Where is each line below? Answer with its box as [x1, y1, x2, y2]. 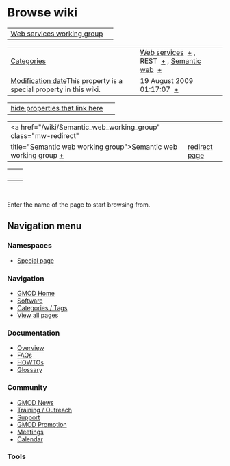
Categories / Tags [16, 303, 68, 312]
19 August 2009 [140, 75, 194, 85]
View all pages [16, 311, 59, 319]
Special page [16, 256, 55, 265]
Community [7, 383, 47, 393]
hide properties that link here [10, 103, 103, 113]
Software [16, 296, 43, 305]
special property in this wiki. [10, 84, 101, 94]
